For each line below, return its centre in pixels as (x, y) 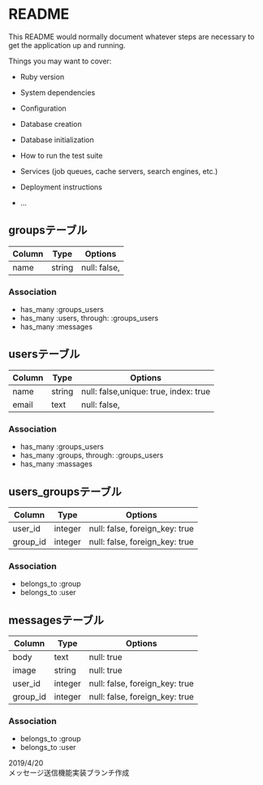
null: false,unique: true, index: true (146, 391)
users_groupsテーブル (65, 491)
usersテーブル (44, 354)
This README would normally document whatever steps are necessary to (131, 37)
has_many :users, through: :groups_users (89, 319)
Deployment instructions (61, 187)
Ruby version (42, 76)
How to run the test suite (61, 155)
